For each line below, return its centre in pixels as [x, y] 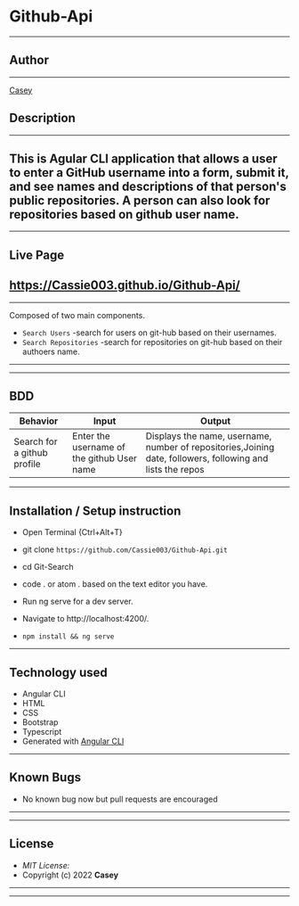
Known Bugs [45, 778]
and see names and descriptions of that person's [148, 186]
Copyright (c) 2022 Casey [70, 875]
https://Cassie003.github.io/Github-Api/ [125, 286]
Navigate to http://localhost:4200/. [85, 619]
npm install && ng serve [68, 637]
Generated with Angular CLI [73, 741]
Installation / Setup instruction [95, 511]
